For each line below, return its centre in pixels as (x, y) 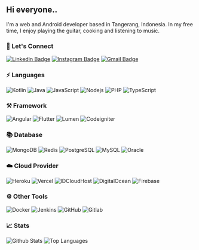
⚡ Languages (25, 75)
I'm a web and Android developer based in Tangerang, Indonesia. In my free (99, 24)
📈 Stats (18, 225)
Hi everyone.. (32, 10)
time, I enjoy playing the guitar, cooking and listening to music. (83, 31)
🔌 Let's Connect (30, 46)
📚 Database (25, 135)
